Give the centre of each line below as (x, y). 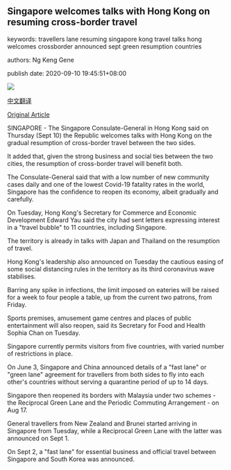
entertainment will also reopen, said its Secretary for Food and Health (106, 325)
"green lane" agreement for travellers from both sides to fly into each (106, 374)
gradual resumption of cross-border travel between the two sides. (102, 142)
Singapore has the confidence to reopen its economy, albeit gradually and (113, 192)
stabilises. (22, 276)
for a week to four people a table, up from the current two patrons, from (110, 297)
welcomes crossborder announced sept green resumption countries (105, 46)
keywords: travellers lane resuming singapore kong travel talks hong (105, 39)
